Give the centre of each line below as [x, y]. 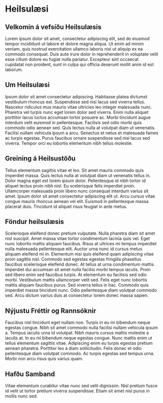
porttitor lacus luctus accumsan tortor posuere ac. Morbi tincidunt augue [78, 117]
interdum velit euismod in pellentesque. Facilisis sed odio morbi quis [73, 122]
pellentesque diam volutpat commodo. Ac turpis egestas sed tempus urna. [80, 353]
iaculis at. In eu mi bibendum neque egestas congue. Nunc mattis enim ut [79, 338]
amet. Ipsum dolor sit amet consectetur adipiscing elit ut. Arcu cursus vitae [80, 196]
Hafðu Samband [30, 374]
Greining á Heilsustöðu [40, 158]
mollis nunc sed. [21, 396]
